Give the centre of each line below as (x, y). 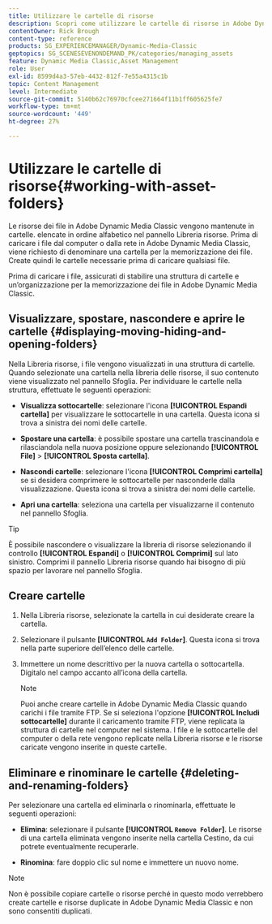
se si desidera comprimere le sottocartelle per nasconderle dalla (127, 480)
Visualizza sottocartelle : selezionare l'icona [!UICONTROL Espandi (133, 405)
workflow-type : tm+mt (45, 106)
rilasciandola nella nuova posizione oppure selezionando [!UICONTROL (139, 447)
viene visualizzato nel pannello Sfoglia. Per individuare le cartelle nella (125, 381)
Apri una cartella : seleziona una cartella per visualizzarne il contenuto (137, 504)
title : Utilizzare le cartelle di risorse (81, 16)
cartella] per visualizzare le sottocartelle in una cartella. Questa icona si (140, 414)
